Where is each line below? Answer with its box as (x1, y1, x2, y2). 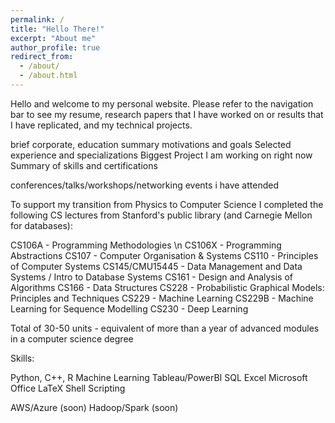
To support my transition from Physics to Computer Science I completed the (10, 198, 324, 210)
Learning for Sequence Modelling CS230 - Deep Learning (10, 302, 249, 315)
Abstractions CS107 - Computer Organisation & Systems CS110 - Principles (10, 249, 319, 261)
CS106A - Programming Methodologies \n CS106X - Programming (10, 239, 282, 251)
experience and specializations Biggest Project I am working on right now (10, 149, 313, 161)
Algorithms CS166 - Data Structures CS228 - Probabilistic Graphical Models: (10, 281, 325, 293)
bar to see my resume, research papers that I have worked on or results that (10, 108, 324, 120)
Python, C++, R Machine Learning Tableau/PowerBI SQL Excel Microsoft (10, 371, 308, 383)
